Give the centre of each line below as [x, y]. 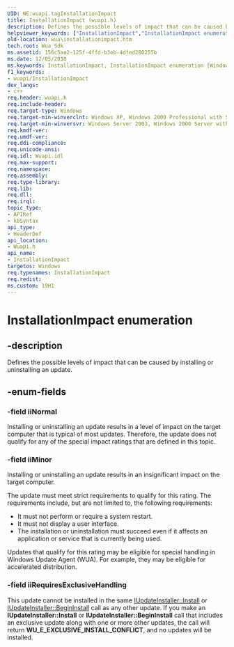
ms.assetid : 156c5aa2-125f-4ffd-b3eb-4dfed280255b [82, 53]
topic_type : [24, 208]
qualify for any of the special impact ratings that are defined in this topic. [111, 442]
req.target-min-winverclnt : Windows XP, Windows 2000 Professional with [115, 117]
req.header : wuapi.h [37, 98]
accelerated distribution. [42, 567]
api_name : [22, 254]
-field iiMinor [30, 459]
